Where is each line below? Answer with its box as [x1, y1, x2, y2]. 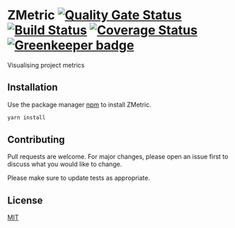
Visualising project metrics [7, 60, 85, 69]
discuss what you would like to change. [7, 160, 122, 168]
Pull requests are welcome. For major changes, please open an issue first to [7, 153, 229, 161]
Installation [7, 82, 58, 94]
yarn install [7, 114, 46, 121]
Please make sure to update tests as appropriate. [7, 174, 151, 183]
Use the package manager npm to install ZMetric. [7, 100, 152, 109]
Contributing [7, 134, 65, 146]
